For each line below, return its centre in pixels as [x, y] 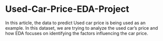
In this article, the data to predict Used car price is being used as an [75, 23]
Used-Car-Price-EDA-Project [67, 9]
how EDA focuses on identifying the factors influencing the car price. [77, 33]
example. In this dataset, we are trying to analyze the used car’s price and [82, 28]
